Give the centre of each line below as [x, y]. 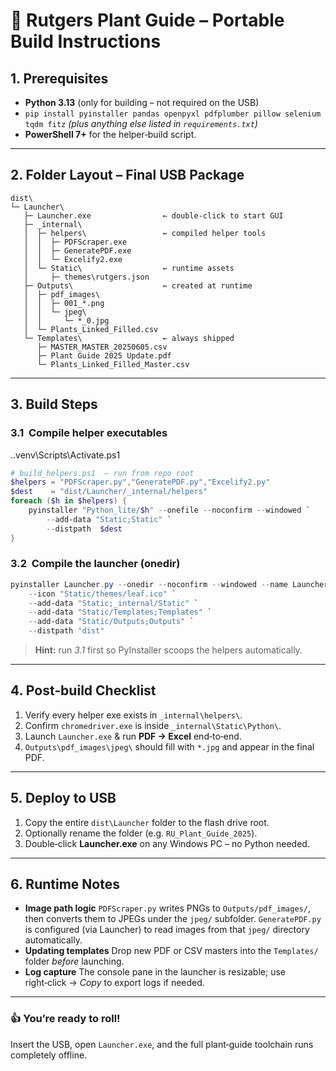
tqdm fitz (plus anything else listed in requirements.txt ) [141, 123]
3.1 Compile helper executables [89, 433]
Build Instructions [86, 41]
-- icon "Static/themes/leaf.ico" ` [102, 594]
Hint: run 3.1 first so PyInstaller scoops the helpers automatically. [168, 650]
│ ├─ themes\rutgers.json [86, 277]
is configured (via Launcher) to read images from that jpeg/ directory [167, 930]
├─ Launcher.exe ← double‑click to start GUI [153, 215]
